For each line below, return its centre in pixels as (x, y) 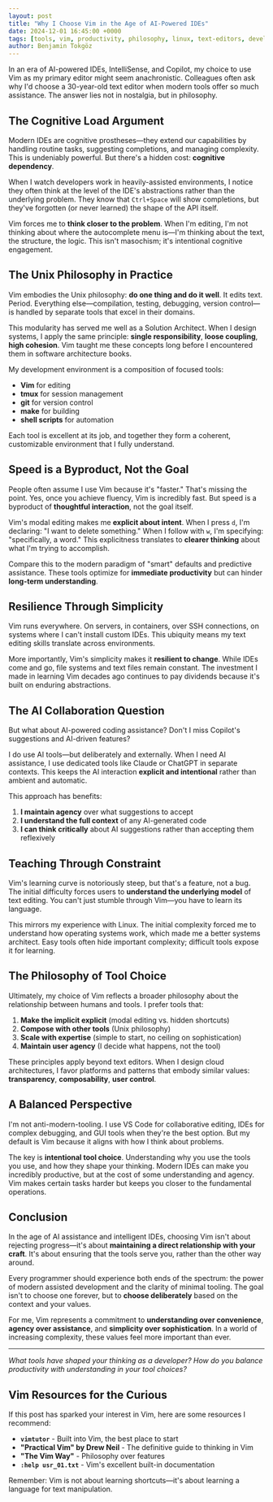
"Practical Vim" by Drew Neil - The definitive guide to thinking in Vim (136, 1448)
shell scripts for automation (67, 419)
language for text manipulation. (61, 1489)
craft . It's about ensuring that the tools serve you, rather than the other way (135, 1254)
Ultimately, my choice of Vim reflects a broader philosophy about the (123, 996)
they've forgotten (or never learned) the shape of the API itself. (113, 207)
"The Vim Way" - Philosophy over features (92, 1456)
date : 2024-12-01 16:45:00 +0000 (65, 31)
